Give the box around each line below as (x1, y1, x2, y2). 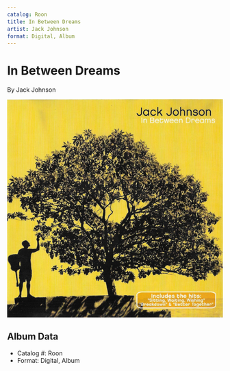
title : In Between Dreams (7, 18, 81, 25)
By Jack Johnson (7, 86, 56, 94)
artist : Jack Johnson (7, 25, 69, 32)
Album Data (7, 331, 59, 342)
